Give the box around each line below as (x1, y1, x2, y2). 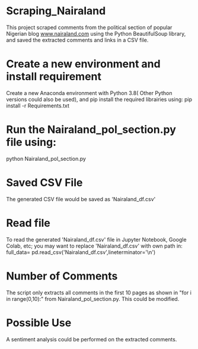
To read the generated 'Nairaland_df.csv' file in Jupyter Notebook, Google (6, 236, 187, 243)
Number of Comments (6, 269, 118, 283)
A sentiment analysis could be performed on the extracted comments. (6, 335, 177, 342)
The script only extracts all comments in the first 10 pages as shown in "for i (6, 289, 191, 296)
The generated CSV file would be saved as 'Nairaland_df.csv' (6, 195, 156, 202)
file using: (6, 135, 57, 149)
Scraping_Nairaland (6, 4, 106, 18)
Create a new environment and (6, 58, 161, 71)
